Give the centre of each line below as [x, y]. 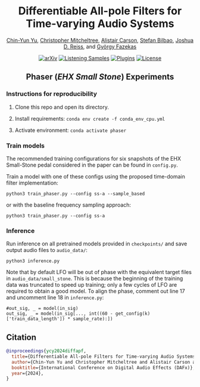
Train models [26, 146]
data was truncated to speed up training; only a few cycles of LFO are [92, 285]
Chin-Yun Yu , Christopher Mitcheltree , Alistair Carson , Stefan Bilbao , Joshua [100, 40]
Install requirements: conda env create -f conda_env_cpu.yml [90, 118]
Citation [21, 337]
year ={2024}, [28, 373]
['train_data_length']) [36, 319]
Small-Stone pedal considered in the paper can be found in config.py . [92, 165]
